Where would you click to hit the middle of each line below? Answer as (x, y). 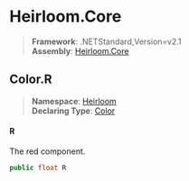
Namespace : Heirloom (74, 101)
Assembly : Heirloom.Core (80, 50)
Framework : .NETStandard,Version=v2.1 (106, 41)
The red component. (47, 151)
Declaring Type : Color (73, 111)
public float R (38, 167)
